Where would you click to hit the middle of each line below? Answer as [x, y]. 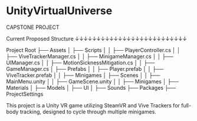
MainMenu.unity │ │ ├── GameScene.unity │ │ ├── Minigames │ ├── [92, 81]
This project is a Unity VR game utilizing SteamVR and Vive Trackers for [93, 105]
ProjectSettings [25, 94]
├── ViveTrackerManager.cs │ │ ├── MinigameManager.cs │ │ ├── [90, 56]
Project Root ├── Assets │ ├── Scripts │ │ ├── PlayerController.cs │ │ [93, 50]
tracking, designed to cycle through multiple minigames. [88, 112]
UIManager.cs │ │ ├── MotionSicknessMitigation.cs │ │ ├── [81, 63]
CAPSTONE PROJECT [33, 27]
